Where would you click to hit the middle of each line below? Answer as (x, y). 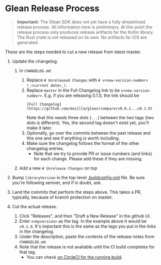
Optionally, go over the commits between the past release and (89, 133)
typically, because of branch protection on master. (62, 197)
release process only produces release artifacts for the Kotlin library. (85, 32)
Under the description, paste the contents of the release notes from (87, 236)
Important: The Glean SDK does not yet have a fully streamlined (81, 22)
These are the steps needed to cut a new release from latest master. (73, 52)
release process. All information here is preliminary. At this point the (85, 27)
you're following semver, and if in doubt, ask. (57, 183)
